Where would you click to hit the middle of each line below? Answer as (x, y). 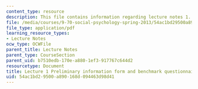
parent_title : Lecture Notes (42, 50)
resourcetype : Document (35, 66)
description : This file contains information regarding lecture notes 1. (99, 17)
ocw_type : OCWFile (29, 44)
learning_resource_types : (38, 33)
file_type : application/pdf (41, 28)
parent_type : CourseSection (41, 55)
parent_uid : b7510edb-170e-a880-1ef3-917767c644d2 (70, 60)
